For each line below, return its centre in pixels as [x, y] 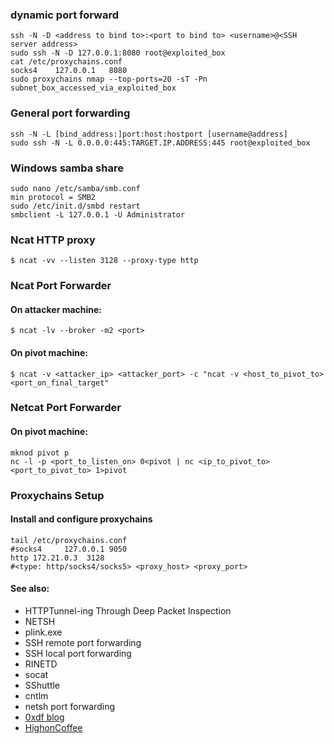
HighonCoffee [53, 727]
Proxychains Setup [57, 495]
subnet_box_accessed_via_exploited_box [93, 88]
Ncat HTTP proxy [53, 240]
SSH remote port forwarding [83, 642]
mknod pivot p [40, 453]
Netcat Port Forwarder [66, 408]
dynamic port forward [64, 15]
